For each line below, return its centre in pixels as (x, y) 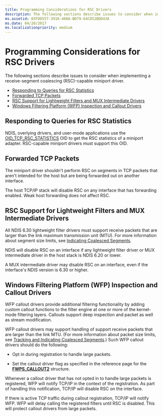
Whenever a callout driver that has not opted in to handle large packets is (78, 378)
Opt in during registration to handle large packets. (62, 355)
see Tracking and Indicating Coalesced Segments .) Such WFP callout (74, 340)
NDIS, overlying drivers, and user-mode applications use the (65, 133)
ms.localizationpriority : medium (39, 28)
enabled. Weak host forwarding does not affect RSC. (57, 195)
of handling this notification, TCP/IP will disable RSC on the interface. (74, 389)
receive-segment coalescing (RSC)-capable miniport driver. (65, 81)
